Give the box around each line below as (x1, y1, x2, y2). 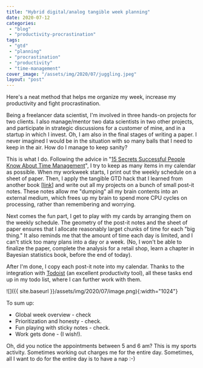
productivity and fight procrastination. (6, 100, 101, 107)
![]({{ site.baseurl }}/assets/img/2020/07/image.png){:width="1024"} (6, 288, 178, 295)
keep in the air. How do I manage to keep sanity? (6, 144, 128, 151)
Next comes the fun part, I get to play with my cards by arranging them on (6, 213, 191, 220)
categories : (6, 20, 36, 26)
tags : (6, 37, 20, 43)
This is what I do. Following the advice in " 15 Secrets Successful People (6, 155, 185, 163)
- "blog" (8, 26, 32, 32)
